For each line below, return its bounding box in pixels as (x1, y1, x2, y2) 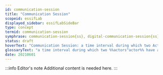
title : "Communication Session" (5, 12, 70, 16)
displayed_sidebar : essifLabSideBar (5, 20, 79, 26)
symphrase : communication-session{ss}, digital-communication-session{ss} (5, 34, 160, 39)
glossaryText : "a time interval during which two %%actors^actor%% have (5, 47, 155, 52)
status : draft (5, 39, 34, 44)
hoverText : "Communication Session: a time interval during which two (5, 43, 151, 48)
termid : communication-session (5, 30, 68, 34)
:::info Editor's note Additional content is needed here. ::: (5, 65, 118, 71)
